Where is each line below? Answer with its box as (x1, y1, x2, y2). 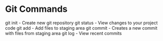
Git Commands (5, 3, 68, 15)
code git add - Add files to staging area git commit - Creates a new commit (5, 25, 158, 31)
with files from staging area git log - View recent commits (5, 30, 122, 36)
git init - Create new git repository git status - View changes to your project (5, 20, 158, 26)
